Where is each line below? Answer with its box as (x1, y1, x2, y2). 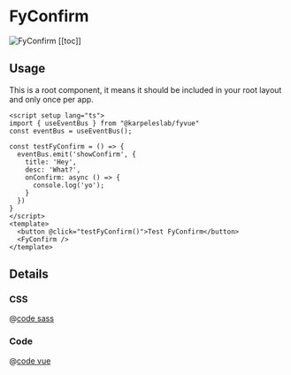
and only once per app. (9, 94, 95, 104)
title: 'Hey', (25, 157, 77, 166)
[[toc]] (57, 35, 81, 46)
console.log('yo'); (32, 180, 104, 189)
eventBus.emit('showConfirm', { (17, 149, 137, 158)
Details (9, 267, 49, 282)
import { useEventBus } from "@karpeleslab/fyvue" (9, 119, 200, 127)
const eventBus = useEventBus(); (9, 126, 133, 135)
